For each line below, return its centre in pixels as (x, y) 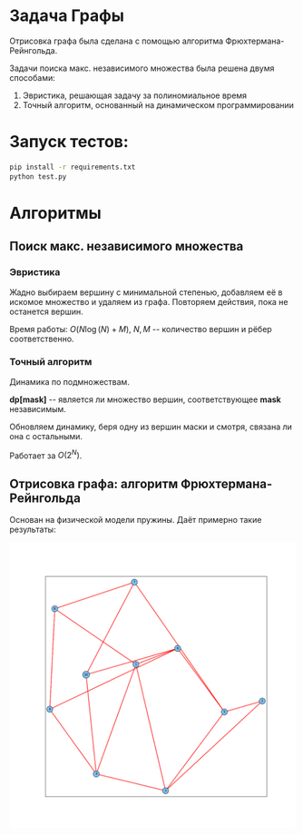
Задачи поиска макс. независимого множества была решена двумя (142, 68)
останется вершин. (46, 311)
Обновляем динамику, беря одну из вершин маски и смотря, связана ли (151, 427)
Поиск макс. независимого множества (127, 246)
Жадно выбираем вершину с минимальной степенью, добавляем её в (146, 292)
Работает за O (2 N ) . (46, 455)
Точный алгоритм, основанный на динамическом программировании (158, 104)
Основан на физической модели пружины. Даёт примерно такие (136, 520)
